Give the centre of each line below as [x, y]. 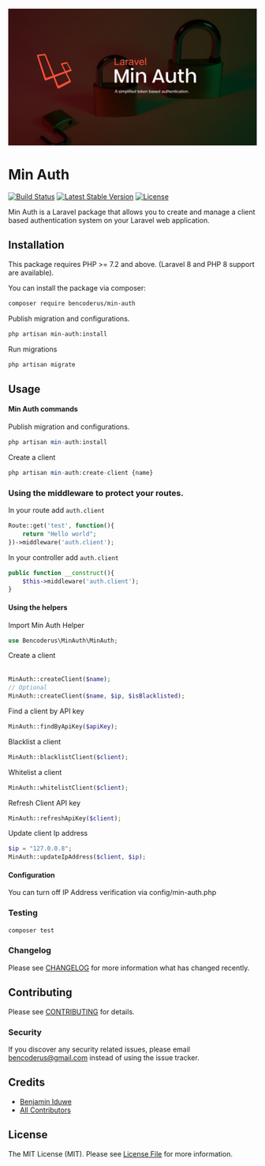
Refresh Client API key [45, 803]
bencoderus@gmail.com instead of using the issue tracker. [104, 1057]
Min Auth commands [43, 409]
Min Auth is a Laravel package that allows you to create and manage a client [132, 212]
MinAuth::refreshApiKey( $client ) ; [65, 818]
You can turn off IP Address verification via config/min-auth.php [112, 893]
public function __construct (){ [61, 573]
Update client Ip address [48, 833]
